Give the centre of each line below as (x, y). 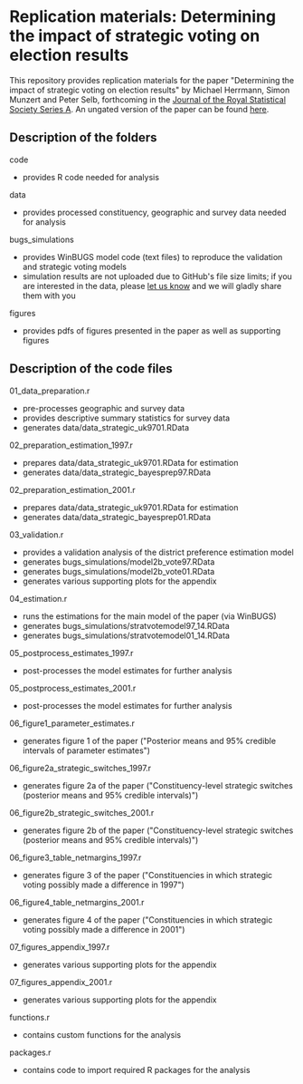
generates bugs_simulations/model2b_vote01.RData (118, 571)
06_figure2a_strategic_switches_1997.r (80, 768)
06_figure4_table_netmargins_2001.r (77, 902)
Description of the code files (91, 369)
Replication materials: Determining (143, 17)
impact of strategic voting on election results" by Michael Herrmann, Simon (150, 90)
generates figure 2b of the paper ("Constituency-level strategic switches (158, 830)
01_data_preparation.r (50, 391)
